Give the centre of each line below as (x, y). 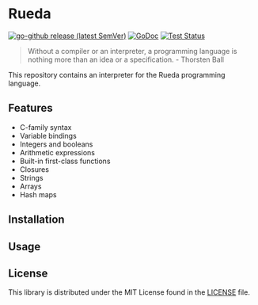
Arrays (30, 186)
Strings (31, 177)
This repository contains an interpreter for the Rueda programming (117, 74)
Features (30, 108)
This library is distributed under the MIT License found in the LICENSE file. (129, 292)
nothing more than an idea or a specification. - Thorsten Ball (125, 59)
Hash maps (38, 194)
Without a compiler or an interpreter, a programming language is (132, 51)
